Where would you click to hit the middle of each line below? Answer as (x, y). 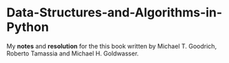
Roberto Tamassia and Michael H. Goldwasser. (73, 53)
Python (28, 27)
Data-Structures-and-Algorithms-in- (114, 13)
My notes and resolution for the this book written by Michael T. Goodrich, (112, 46)
